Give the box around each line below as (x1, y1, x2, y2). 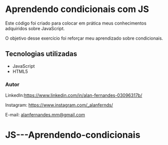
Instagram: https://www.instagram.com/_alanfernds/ (5, 102, 113, 108)
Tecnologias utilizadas (5, 50, 77, 58)
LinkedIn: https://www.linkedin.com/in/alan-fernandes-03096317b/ (5, 92, 142, 98)
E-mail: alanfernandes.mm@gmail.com (5, 112, 85, 118)
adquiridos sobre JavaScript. (5, 25, 65, 31)
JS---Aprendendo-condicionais (5, 129, 140, 141)
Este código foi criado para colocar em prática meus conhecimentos (5, 20, 147, 26)
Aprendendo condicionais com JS (5, 4, 149, 15)
